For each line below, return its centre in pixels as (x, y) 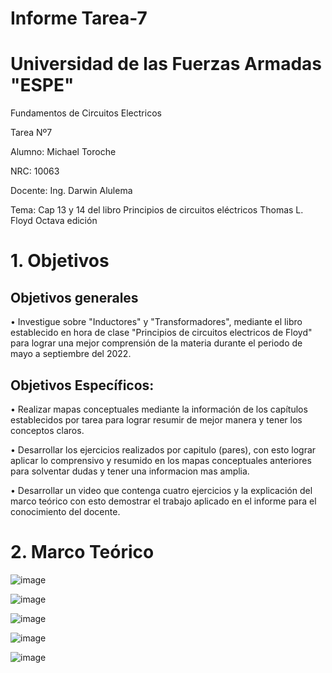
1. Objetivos (60, 261)
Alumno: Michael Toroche (63, 152)
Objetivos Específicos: (82, 385)
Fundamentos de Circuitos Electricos (86, 113)
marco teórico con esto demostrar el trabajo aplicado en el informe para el (163, 501)
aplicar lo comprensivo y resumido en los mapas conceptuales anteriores (161, 460)
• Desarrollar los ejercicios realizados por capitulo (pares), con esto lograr (163, 449)
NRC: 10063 (35, 171)
